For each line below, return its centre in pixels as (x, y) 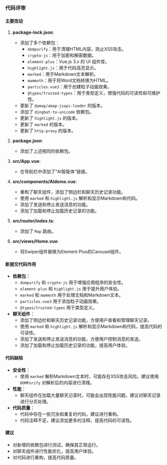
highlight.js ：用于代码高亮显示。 (63, 68)
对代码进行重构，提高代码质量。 (45, 457)
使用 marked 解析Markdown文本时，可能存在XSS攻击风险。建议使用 (89, 376)
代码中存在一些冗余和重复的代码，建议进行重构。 (70, 414)
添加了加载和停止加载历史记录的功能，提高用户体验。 (75, 345)
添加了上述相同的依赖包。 (46, 151)
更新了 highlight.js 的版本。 (50, 118)
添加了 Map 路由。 (38, 231)
